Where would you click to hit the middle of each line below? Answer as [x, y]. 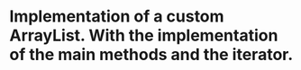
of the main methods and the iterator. [151, 55]
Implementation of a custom [117, 17]
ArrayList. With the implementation [144, 35]
